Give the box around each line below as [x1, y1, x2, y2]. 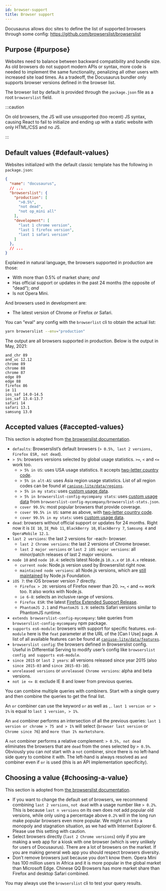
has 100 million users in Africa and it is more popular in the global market [12, 860, 161, 866]
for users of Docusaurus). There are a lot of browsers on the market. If [12, 844, 157, 850]
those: [5, 265, 18, 271]
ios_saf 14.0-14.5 [5, 392, 43, 397]
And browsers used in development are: [5, 300, 87, 306]
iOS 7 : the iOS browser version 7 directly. [12, 578, 97, 584]
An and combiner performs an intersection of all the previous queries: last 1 [5, 717, 161, 724]
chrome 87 [5, 370, 26, 375]
